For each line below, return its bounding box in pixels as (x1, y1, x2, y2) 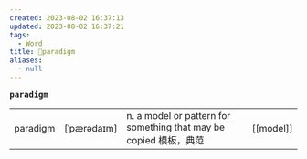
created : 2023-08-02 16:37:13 (9, 13, 125, 23)
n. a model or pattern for (126, 109, 231, 122)
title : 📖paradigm (9, 48, 76, 57)
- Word (17, 38, 43, 48)
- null (17, 65, 43, 74)
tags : (9, 30, 30, 39)
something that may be (126, 121, 226, 133)
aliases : (9, 56, 43, 65)
